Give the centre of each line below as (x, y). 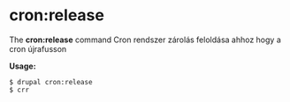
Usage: (23, 66)
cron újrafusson (38, 48)
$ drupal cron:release (51, 82)
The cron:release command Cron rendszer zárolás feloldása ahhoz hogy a (145, 40)
